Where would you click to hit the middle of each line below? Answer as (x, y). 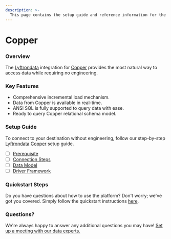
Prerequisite (25, 153)
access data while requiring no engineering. (52, 73)
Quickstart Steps (27, 184)
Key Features (22, 86)
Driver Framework (32, 171)
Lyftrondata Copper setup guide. (40, 144)
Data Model (25, 165)
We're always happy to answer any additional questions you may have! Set (84, 226)
